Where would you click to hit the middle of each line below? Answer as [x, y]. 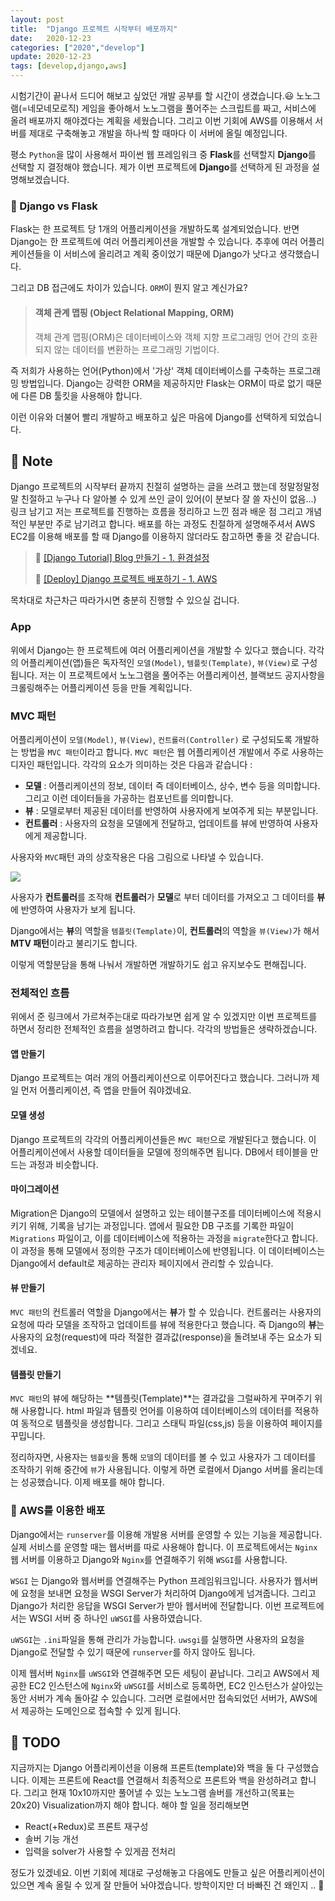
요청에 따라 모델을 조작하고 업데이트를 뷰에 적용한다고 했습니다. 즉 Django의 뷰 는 [167, 1325]
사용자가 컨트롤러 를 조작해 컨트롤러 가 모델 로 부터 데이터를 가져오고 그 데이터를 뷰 [168, 897]
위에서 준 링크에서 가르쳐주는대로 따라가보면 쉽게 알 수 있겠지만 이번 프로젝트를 [164, 1017]
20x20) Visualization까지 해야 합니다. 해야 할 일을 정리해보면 [130, 1805]
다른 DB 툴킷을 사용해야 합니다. [81, 395]
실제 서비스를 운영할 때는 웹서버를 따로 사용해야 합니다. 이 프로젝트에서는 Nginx [164, 1547]
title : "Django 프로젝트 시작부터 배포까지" [94, 29]
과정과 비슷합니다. [63, 1164]
